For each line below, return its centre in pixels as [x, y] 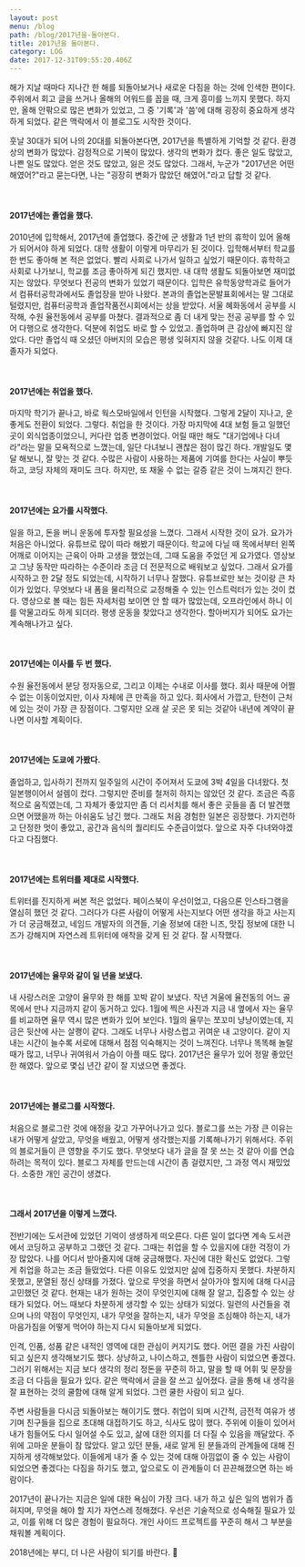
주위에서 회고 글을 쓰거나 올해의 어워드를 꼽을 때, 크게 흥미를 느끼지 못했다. [142, 98]
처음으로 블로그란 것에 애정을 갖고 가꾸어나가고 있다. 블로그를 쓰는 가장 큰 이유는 [152, 1128]
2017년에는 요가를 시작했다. [59, 510]
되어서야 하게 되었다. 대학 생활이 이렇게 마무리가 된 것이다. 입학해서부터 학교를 [157, 249]
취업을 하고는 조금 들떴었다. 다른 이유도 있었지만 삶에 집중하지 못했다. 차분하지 [157, 1270]
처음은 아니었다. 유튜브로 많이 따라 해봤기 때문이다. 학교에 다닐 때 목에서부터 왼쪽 [152, 544]
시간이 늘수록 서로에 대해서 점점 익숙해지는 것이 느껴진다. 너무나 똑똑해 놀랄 [160, 1043]
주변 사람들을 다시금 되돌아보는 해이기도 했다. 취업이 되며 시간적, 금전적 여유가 [148, 1411]
